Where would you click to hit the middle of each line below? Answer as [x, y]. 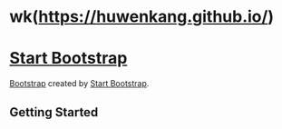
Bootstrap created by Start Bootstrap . [79, 84]
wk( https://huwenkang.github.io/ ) [142, 17]
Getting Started [54, 112]
